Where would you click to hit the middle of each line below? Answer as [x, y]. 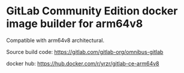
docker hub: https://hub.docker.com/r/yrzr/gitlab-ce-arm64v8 [83, 63]
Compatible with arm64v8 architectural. [55, 40]
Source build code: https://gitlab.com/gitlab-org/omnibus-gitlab [85, 51]
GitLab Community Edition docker [92, 11]
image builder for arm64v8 [75, 24]
